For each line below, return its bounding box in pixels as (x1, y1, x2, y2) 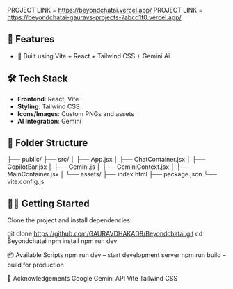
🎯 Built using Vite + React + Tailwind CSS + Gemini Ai (17, 51, 170, 60)
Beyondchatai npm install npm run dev (7, 237, 118, 245)
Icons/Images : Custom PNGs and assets (17, 109, 134, 117)
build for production (7, 261, 65, 270)
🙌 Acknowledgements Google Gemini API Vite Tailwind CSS (7, 274, 178, 283)
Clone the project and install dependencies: (7, 216, 132, 224)
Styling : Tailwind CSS (17, 102, 80, 110)
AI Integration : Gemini (17, 117, 82, 125)
